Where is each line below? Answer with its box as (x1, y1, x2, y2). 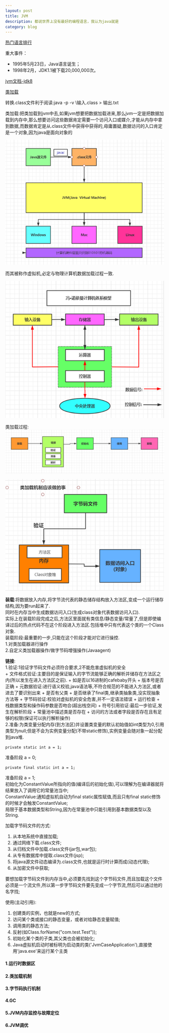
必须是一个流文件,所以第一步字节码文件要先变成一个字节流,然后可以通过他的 (5, 882, 163, 888)
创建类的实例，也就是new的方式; (12, 910, 81, 916)
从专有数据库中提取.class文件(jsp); (12, 852, 84, 858)
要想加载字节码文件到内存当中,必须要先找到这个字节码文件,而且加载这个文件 (5, 875, 163, 882)
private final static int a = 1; (5, 765, 76, 770)
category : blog (5, 24, 37, 29)
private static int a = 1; (5, 744, 62, 750)
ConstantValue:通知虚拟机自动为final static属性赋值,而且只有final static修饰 (5, 794, 161, 800)
